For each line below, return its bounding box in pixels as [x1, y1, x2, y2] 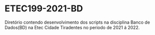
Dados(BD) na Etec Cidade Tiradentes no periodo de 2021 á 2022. [4, 24, 140, 30]
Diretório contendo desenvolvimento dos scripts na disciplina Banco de [4, 19, 151, 25]
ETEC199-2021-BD [4, 3, 83, 14]
